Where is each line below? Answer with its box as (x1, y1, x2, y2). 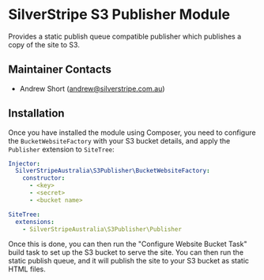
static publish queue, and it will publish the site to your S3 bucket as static (8, 256, 250, 266)
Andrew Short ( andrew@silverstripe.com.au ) (19, 84, 165, 93)
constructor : (22, 174, 66, 182)
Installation (8, 106, 65, 120)
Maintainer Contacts (8, 63, 112, 77)
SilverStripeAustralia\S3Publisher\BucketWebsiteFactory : (15, 167, 211, 175)
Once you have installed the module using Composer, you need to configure (8, 128, 256, 137)
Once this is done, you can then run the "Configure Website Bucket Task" (8, 239, 247, 249)
